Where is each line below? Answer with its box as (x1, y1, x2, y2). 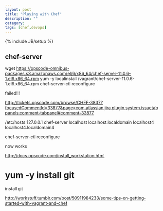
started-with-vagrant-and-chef (5, 200, 68, 206)
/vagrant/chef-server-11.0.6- (77, 76, 135, 81)
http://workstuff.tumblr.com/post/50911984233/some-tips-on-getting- (5, 195, 146, 201)
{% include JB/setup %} (5, 38, 54, 44)
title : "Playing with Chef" (5, 12, 62, 16)
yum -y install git (5, 170, 74, 181)
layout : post (5, 7, 32, 12)
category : (5, 20, 25, 26)
